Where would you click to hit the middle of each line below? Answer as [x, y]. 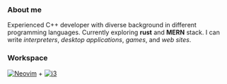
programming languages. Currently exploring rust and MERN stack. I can [114, 32]
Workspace [28, 58]
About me [25, 10]
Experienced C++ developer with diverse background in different [102, 25]
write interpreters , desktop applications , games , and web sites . [99, 40]
